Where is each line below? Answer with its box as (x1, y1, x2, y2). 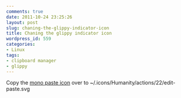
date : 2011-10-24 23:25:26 (6, 14, 73, 20)
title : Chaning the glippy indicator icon (6, 31, 112, 36)
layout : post (6, 19, 38, 25)
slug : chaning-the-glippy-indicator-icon (6, 25, 110, 31)
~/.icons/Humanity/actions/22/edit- (90, 79, 176, 86)
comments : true (6, 8, 44, 15)
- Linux (6, 47, 25, 53)
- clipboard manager (6, 58, 57, 63)
